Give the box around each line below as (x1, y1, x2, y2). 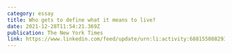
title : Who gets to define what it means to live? (7, 17, 156, 23)
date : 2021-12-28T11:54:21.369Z (7, 23, 100, 30)
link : (7, 36, 23, 43)
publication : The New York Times (7, 29, 104, 36)
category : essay (7, 10, 54, 17)
